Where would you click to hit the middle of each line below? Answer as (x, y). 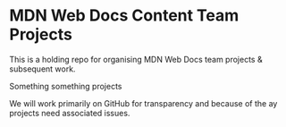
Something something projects (66, 86)
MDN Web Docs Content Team (124, 16)
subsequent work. (42, 69)
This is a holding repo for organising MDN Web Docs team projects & (136, 59)
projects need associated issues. (70, 113)
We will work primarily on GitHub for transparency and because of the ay (143, 103)
